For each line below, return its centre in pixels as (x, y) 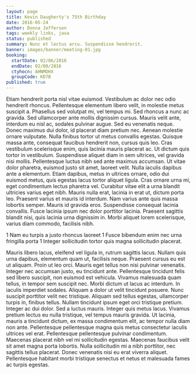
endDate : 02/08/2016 (36, 66)
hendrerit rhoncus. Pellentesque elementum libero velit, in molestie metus (95, 105)
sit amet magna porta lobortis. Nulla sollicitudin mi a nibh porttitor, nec (91, 346)
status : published (28, 39)
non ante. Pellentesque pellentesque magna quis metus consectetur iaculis (97, 327)
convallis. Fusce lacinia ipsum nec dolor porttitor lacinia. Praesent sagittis (95, 211)
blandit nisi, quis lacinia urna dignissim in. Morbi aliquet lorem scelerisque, (96, 217)
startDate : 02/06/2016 (39, 60)
